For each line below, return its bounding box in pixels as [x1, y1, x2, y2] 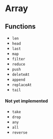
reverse [12, 130, 27, 135]
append [12, 77, 26, 82]
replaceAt [12, 83, 32, 87]
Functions [5, 22, 36, 31]
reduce [12, 62, 26, 67]
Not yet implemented [5, 98, 48, 104]
